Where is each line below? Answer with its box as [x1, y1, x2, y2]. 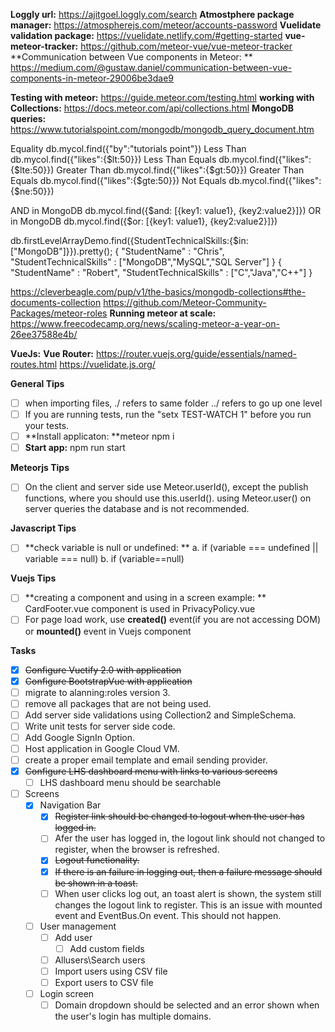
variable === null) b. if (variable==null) [24, 553, 185, 565]
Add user [54, 931, 93, 943]
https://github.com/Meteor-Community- [103, 297, 267, 308]
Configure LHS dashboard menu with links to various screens [24, 765, 278, 778]
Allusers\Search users [54, 954, 146, 966]
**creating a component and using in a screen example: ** [24, 592, 267, 604]
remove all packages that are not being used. [24, 697, 212, 709]
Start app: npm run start [24, 442, 126, 454]
